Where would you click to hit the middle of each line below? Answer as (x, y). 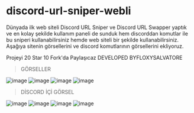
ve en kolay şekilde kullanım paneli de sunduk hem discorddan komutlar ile (97, 33)
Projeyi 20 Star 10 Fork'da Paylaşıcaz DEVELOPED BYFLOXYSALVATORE (94, 57)
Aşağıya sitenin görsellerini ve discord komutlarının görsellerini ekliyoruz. (95, 46)
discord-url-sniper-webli (69, 11)
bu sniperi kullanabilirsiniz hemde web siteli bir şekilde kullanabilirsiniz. (93, 40)
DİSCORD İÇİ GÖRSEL (47, 92)
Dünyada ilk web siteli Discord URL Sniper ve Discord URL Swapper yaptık (97, 27)
